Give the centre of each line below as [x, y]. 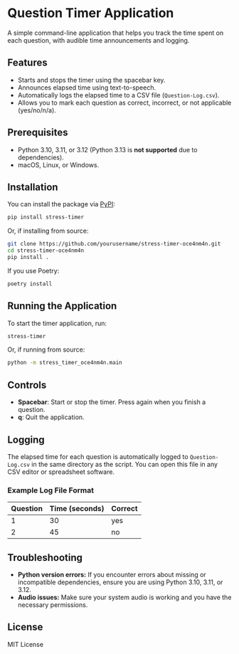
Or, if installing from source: [48, 231]
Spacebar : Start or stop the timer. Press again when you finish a [112, 402]
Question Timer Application [91, 13]
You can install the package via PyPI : [61, 204]
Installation [33, 187]
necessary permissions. [53, 605]
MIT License [26, 644]
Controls [27, 385]
